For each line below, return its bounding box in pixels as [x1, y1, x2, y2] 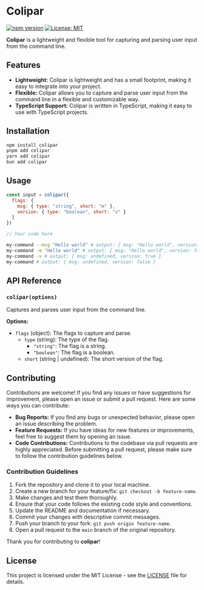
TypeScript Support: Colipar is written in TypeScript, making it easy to [15, 102, 192, 109]
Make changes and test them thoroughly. [15, 494, 118, 501]
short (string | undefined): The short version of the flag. [24, 355, 164, 363]
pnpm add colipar [6, 147, 50, 154]
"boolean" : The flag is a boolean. [33, 349, 115, 356]
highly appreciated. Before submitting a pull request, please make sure [15, 446, 192, 453]
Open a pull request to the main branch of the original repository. [15, 526, 177, 534]
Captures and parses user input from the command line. [6, 306, 147, 313]
